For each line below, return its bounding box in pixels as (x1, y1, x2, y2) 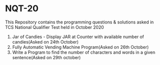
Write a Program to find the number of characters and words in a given (12, 49, 156, 55)
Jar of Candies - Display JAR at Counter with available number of (12, 34, 144, 40)
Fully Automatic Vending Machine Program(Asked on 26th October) (12, 44, 149, 50)
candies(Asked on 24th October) (12, 39, 79, 44)
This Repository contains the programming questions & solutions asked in (5, 19, 154, 25)
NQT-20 (5, 3, 39, 14)
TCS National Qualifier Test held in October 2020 (5, 24, 104, 30)
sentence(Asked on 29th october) (12, 54, 81, 60)
